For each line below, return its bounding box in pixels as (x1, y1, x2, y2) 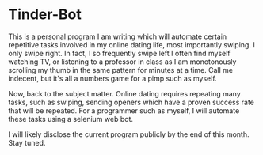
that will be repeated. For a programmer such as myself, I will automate (8, 105, 240, 115)
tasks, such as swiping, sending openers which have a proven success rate (8, 97, 255, 107)
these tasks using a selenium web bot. (8, 114, 133, 123)
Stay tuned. (8, 138, 46, 147)
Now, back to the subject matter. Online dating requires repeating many (8, 89, 242, 98)
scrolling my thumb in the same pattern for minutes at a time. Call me (8, 65, 234, 74)
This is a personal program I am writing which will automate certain (8, 32, 227, 41)
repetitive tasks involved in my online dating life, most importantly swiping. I (8, 40, 255, 49)
